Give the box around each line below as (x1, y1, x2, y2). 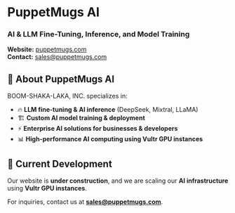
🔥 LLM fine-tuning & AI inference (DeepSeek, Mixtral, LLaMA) (17, 105, 199, 114)
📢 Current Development (7, 157, 112, 169)
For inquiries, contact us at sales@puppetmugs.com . (7, 198, 163, 206)
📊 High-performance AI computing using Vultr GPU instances (17, 135, 203, 143)
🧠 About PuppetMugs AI (7, 73, 114, 85)
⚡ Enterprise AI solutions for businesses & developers (17, 124, 178, 133)
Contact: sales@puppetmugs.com (7, 53, 107, 61)
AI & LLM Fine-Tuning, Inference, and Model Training (7, 30, 190, 39)
